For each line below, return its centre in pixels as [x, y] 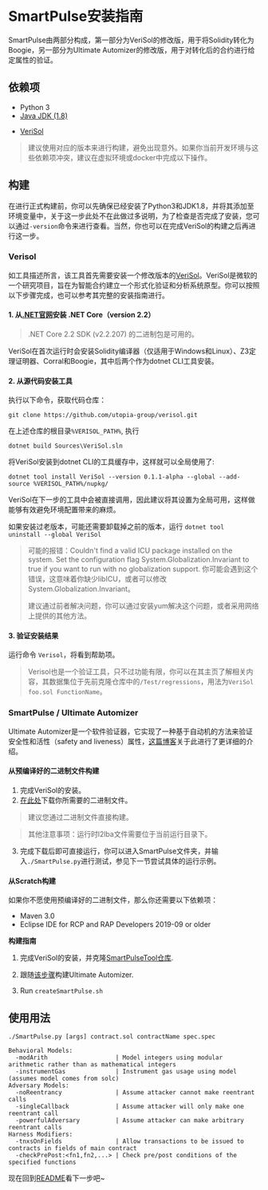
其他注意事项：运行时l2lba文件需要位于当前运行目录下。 [120, 833]
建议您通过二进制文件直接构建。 [80, 817]
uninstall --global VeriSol [55, 535]
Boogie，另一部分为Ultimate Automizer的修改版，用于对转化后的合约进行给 [132, 49]
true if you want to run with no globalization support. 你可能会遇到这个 [143, 569]
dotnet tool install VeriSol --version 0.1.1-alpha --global [112, 477]
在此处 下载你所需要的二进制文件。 [76, 800]
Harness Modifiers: [41, 1134]
